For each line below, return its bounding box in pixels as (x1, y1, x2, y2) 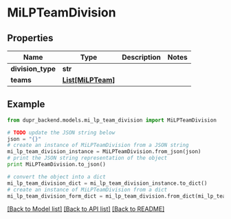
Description (121, 53, 162, 62)
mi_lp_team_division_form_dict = (7, 192, 103, 200)
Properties (7, 32, 54, 44)
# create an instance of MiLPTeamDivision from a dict (7, 186, 168, 193)
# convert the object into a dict (7, 173, 107, 180)
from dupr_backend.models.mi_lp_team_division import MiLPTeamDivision (7, 117, 217, 124)
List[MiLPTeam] (62, 76, 115, 84)
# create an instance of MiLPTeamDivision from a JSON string (7, 142, 189, 149)
